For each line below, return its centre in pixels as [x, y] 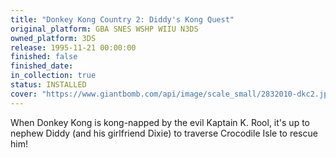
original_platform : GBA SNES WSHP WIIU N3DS [104, 29]
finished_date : [42, 66]
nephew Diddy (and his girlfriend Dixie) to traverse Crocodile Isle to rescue [164, 133]
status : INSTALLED [48, 85]
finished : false [44, 57]
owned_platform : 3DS [53, 38]
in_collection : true [53, 76]
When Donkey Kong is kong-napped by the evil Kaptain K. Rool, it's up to [160, 122]
